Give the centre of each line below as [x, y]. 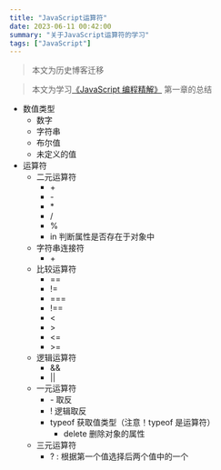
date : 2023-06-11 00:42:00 [60, 26]
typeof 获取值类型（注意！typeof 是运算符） [132, 423]
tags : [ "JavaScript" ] [50, 43]
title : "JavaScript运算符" [58, 18]
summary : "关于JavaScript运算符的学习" [80, 35]
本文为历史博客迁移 [68, 70]
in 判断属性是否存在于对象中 [102, 236]
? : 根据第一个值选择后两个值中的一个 [119, 456]
